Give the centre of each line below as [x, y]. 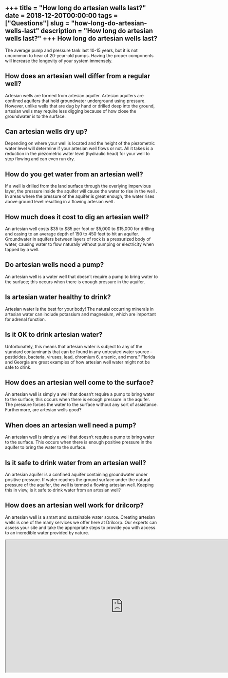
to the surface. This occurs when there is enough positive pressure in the [79, 442]
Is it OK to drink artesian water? [54, 335]
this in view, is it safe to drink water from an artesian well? [63, 490]
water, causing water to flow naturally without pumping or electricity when [80, 244]
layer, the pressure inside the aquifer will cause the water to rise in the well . [81, 191]
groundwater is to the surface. [35, 116]
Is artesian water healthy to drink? [58, 297]
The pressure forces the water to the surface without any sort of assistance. [82, 404]
